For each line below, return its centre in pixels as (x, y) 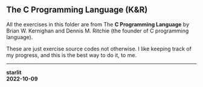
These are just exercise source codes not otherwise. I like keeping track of (99, 49)
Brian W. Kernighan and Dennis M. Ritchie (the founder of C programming (98, 31)
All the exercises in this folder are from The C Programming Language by (98, 24)
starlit (14, 72)
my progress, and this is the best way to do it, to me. (72, 55)
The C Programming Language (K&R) (77, 10)
